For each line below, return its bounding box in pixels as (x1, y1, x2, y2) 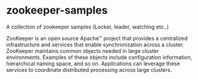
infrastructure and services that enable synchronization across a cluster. (6, 41, 184, 48)
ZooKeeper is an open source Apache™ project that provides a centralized (6, 34, 188, 42)
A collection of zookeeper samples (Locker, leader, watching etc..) (6, 23, 169, 30)
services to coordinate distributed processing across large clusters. (6, 66, 172, 73)
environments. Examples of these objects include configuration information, (6, 53, 193, 61)
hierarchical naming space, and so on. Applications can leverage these (6, 60, 180, 67)
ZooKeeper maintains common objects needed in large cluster (6, 47, 159, 54)
